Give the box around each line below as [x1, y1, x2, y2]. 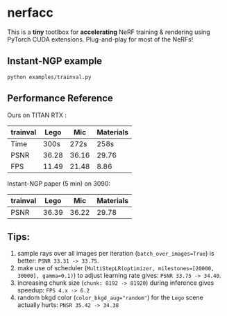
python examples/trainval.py [7, 73, 92, 80]
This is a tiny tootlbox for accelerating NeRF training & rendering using [7, 28, 210, 36]
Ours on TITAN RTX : [7, 111, 67, 119]
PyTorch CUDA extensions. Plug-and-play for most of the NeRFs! [7, 35, 194, 43]
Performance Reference [7, 92, 113, 105]
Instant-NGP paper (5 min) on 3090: [7, 179, 111, 188]
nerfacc [7, 5, 53, 21]
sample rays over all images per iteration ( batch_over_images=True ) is [17, 249, 215, 258]
